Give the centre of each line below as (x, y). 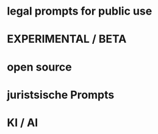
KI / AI (23, 122)
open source (39, 67)
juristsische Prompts (61, 95)
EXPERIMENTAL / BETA (67, 39)
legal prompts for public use (80, 11)
